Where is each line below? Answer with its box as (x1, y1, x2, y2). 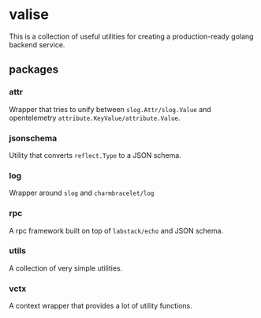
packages (9, 63, 58, 77)
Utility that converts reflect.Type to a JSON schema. (9, 150, 182, 159)
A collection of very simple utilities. (9, 263, 123, 273)
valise (9, 6, 50, 24)
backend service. (9, 39, 65, 49)
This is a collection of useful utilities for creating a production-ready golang (9, 32, 254, 41)
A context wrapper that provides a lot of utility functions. (9, 301, 192, 311)
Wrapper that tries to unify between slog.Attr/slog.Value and (9, 104, 211, 114)
